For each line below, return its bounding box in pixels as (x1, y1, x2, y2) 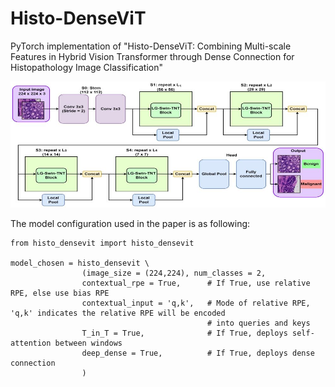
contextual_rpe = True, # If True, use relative (81, 278, 311, 288)
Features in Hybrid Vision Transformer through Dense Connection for (10, 50, 295, 62)
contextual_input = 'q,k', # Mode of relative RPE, (81, 298, 311, 308)
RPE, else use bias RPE (10, 288, 110, 298)
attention (10, 338, 52, 348)
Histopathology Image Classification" (10, 61, 163, 73)
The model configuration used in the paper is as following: (10, 217, 251, 229)
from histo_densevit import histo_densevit (10, 238, 195, 248)
